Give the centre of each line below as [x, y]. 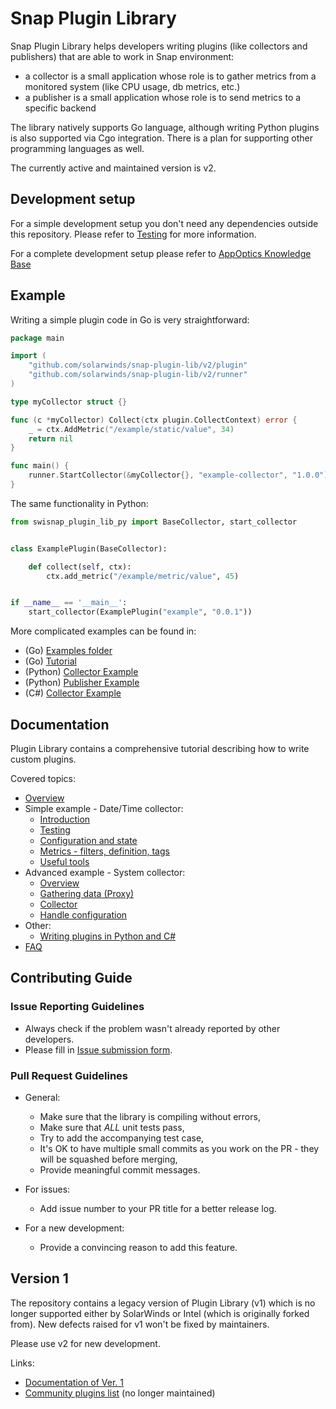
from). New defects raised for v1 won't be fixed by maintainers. [140, 1324]
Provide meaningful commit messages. [120, 1169]
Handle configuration [83, 915]
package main [37, 338]
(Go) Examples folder [68, 651]
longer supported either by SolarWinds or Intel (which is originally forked [160, 1313]
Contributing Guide [71, 978]
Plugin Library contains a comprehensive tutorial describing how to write [160, 748]
